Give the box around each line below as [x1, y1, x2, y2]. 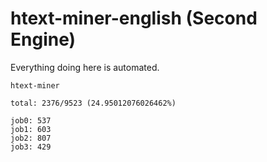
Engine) [10, 28, 77, 51]
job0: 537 [10, 115, 52, 126]
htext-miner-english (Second [10, 7, 258, 30]
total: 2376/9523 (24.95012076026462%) [10, 98, 177, 108]
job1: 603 [10, 124, 52, 134]
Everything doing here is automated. [10, 61, 160, 73]
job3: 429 [10, 142, 52, 152]
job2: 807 [10, 133, 52, 143]
